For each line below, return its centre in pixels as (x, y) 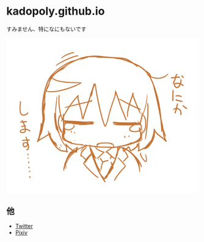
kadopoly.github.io (56, 11)
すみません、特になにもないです (46, 29)
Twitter (24, 226)
